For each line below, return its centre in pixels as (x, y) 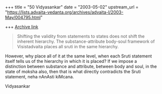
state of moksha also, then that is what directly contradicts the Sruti (73, 72)
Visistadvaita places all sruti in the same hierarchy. (68, 47)
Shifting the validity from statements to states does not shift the (81, 36)
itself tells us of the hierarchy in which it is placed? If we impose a (71, 61)
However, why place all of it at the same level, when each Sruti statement (79, 56)
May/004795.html (23, 17)
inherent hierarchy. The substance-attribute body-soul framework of (86, 41)
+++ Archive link (22, 27)
